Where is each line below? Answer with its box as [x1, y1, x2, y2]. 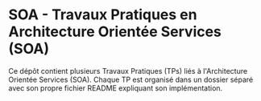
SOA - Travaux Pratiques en [8, 6, 197, 24]
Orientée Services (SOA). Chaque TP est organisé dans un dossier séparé [8, 75, 254, 84]
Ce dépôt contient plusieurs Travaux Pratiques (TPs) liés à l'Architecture [8, 66, 248, 75]
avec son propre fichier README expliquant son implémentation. [8, 83, 223, 93]
